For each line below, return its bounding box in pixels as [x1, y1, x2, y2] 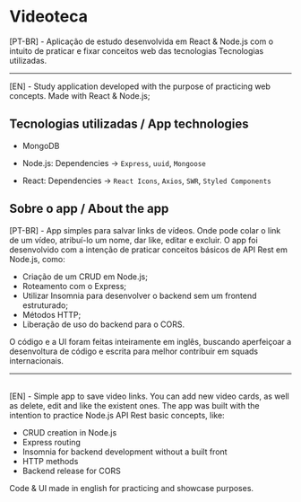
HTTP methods [21, 455, 79, 466]
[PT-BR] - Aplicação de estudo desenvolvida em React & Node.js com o [9, 36, 274, 47]
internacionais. [9, 355, 64, 365]
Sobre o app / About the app [9, 201, 169, 216]
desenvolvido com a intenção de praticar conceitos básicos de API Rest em [9, 244, 288, 255]
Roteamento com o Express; [21, 280, 127, 291]
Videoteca [9, 6, 88, 27]
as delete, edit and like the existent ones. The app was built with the [9, 400, 260, 410]
